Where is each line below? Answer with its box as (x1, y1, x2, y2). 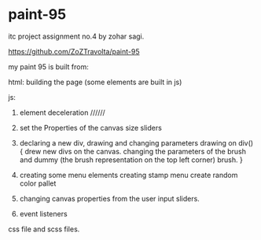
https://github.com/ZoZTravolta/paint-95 (8, 46, 140, 56)
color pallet (19, 179, 57, 188)
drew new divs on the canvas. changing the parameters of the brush (24, 146, 246, 156)
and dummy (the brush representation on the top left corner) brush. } (19, 155, 244, 164)
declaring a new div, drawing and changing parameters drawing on (19, 138, 237, 147)
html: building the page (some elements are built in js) (8, 77, 182, 87)
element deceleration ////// (19, 108, 106, 117)
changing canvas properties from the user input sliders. (19, 194, 200, 203)
